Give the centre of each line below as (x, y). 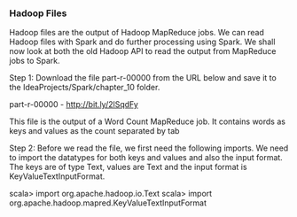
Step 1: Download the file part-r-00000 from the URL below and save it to (143, 78)
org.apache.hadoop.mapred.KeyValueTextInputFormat (108, 203)
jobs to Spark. (35, 61)
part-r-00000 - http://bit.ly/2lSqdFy (74, 105)
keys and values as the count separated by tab (94, 131)
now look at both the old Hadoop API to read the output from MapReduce (143, 51)
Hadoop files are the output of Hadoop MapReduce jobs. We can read (137, 33)
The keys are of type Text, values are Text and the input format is (128, 167)
